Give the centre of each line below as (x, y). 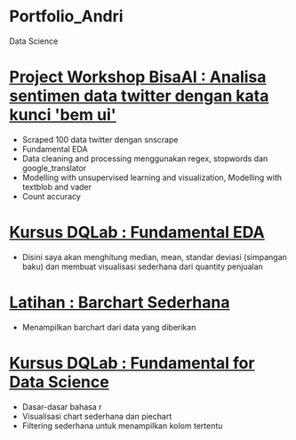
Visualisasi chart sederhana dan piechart (97, 416)
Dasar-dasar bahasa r (62, 406)
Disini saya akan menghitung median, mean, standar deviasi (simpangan (154, 257)
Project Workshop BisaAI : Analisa (138, 77)
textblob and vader (56, 187)
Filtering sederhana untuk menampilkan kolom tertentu (122, 426)
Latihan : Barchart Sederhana (120, 302)
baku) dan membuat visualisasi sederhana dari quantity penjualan (143, 266)
